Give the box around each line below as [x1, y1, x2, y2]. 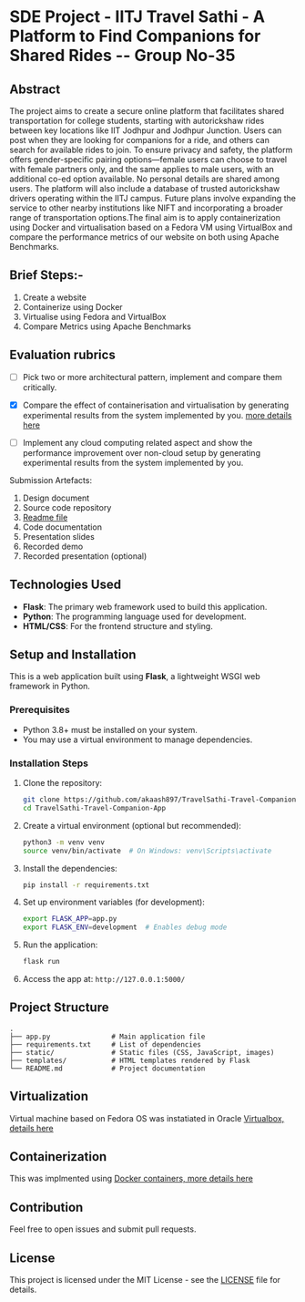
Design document [22, 492, 90, 503]
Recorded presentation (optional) [22, 550, 147, 562]
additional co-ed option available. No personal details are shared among [9, 173, 280, 184]
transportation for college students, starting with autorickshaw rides [9, 116, 265, 126]
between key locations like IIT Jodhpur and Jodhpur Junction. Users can [9, 125, 282, 136]
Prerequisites [9, 704, 70, 717]
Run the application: [22, 939, 98, 950]
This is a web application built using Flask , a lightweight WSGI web [9, 671, 261, 682]
